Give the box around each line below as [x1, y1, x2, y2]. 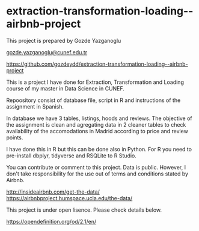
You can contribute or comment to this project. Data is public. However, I [6, 163, 186, 171]
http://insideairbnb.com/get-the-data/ [6, 188, 100, 195]
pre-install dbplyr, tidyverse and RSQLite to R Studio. [6, 152, 137, 159]
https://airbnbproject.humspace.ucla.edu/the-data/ [6, 194, 133, 201]
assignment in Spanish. [6, 103, 64, 110]
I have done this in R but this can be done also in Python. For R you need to [6, 145, 192, 153]
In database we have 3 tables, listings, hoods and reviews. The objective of [6, 115, 192, 122]
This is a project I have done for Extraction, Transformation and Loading [6, 78, 185, 86]
